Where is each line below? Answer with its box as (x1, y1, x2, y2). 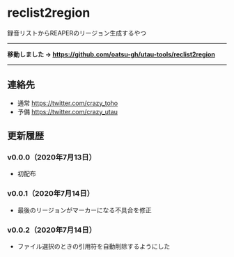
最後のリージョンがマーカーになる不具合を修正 (17, 205, 152, 214)
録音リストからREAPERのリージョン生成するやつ (7, 29, 147, 37)
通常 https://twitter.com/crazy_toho (17, 99, 118, 107)
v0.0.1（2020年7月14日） (7, 189, 95, 198)
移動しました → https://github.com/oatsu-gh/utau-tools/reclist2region (7, 50, 216, 59)
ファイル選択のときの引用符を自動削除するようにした (17, 242, 171, 251)
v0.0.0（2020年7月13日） (7, 153, 96, 162)
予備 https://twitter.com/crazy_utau (17, 107, 118, 116)
